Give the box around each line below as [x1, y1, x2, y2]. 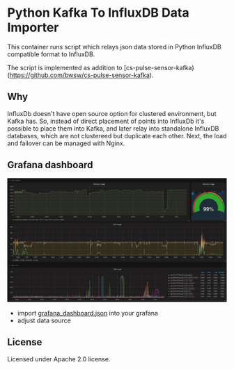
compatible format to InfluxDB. [7, 50, 95, 58]
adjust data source [17, 316, 71, 325]
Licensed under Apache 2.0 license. [7, 354, 111, 363]
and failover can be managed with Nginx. [7, 139, 125, 147]
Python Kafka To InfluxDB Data [7, 5, 189, 21]
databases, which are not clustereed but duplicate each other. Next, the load [7, 131, 227, 140]
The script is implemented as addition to [7, 63, 123, 72]
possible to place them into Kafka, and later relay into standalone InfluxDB [7, 124, 219, 133]
